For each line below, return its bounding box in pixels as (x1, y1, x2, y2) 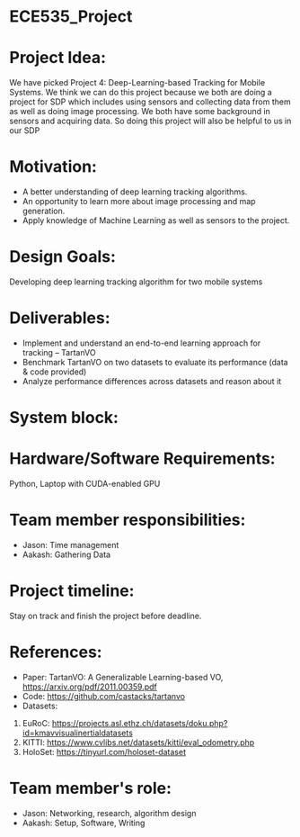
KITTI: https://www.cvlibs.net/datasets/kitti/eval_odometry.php (22, 736, 255, 748)
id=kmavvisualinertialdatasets (22, 727, 133, 738)
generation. (22, 205, 66, 217)
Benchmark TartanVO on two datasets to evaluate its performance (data (22, 356, 289, 367)
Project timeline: (9, 580, 135, 601)
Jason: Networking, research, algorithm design (22, 807, 197, 818)
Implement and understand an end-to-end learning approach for (22, 337, 261, 348)
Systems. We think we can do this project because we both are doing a (9, 87, 272, 98)
